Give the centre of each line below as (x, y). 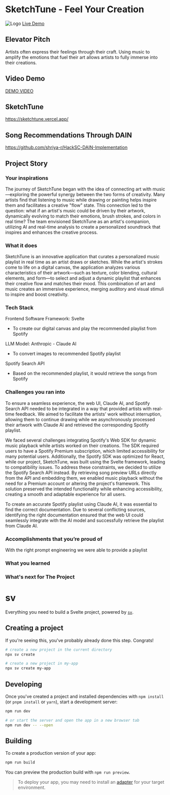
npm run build (20, 762)
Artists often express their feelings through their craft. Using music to (78, 51)
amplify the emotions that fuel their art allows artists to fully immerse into (82, 57)
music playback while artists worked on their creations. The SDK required (82, 445)
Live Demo (33, 23)
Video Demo (25, 79)
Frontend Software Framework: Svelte (45, 319)
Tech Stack (20, 308)
